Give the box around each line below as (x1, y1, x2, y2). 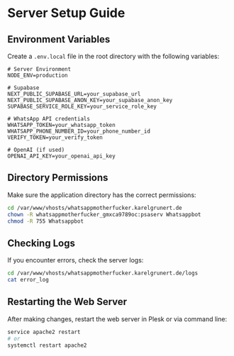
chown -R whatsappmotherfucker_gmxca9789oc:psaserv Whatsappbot (7, 211, 201, 218)
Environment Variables (7, 33, 111, 45)
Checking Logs (7, 237, 76, 249)
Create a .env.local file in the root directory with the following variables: (7, 52, 220, 60)
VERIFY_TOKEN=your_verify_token (7, 134, 103, 141)
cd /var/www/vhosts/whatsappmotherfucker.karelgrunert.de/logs (7, 269, 199, 277)
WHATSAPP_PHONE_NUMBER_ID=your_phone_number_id (7, 128, 151, 135)
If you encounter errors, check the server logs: (7, 256, 144, 265)
